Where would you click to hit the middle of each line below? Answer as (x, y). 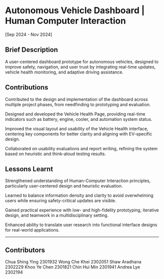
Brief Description (31, 50)
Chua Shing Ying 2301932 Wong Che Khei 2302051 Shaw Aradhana (73, 262)
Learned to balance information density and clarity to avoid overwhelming (79, 195)
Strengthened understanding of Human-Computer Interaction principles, (78, 181)
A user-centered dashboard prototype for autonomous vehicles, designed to (82, 62)
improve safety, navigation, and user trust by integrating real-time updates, (80, 67)
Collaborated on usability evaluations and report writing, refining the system (81, 148)
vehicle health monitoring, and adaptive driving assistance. (64, 72)
